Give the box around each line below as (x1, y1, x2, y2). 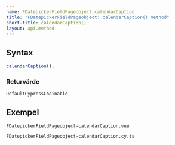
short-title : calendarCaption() (6, 20, 87, 26)
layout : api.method (6, 25, 55, 32)
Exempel (6, 107, 39, 117)
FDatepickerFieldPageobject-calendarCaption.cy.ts (6, 134, 135, 140)
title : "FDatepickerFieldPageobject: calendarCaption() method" (6, 14, 170, 20)
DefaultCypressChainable (6, 91, 68, 97)
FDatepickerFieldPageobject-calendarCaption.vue (6, 123, 130, 129)
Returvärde (6, 77, 40, 85)
